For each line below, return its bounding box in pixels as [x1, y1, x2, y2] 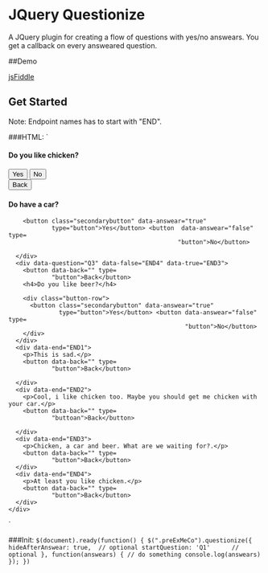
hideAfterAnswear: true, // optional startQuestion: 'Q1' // [8, 544, 240, 552]
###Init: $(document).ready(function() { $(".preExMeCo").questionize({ [8, 535, 253, 545]
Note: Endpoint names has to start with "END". [8, 117, 163, 126]
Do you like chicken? [8, 150, 79, 160]
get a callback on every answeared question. [8, 40, 158, 50]
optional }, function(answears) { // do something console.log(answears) [8, 550, 262, 559]
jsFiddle [8, 72, 35, 81]
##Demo [8, 56, 38, 66]
